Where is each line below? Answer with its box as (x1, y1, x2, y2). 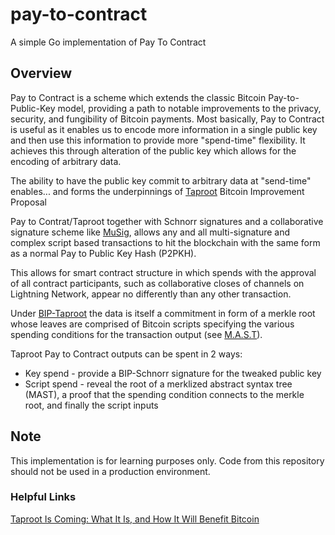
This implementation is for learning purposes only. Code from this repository (10, 454, 325, 467)
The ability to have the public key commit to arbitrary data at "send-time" (10, 174, 312, 187)
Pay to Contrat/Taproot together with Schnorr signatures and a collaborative (10, 215, 324, 227)
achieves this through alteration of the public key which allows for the (10, 144, 297, 157)
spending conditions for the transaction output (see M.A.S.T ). (10, 328, 263, 340)
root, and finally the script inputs (24, 399, 159, 411)
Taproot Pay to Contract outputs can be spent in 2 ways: (10, 348, 243, 360)
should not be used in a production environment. (10, 465, 211, 477)
